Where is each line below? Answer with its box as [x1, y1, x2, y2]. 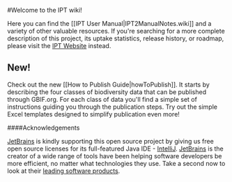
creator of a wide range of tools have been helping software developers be [7, 151, 222, 160]
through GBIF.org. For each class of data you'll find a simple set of [7, 95, 197, 103]
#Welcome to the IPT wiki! [7, 6, 82, 14]
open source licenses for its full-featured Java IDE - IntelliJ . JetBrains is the [7, 144, 224, 153]
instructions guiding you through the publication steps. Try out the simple [7, 103, 218, 111]
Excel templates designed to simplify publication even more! [7, 109, 180, 118]
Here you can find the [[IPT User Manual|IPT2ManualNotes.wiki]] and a [7, 20, 212, 27]
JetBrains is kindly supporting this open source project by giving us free [7, 137, 214, 145]
